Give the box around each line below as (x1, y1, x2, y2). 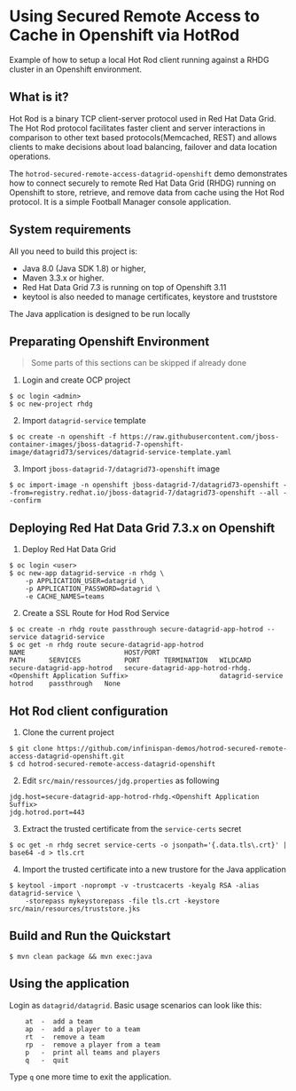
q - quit (25, 1055, 69, 1064)
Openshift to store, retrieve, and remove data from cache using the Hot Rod (9, 186, 285, 197)
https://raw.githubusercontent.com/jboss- (120, 432, 279, 441)
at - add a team (25, 1016, 93, 1026)
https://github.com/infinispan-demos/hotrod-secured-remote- (56, 744, 288, 753)
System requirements (9, 222, 131, 237)
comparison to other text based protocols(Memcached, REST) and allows (9, 131, 277, 143)
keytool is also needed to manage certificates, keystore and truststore (21, 291, 277, 302)
